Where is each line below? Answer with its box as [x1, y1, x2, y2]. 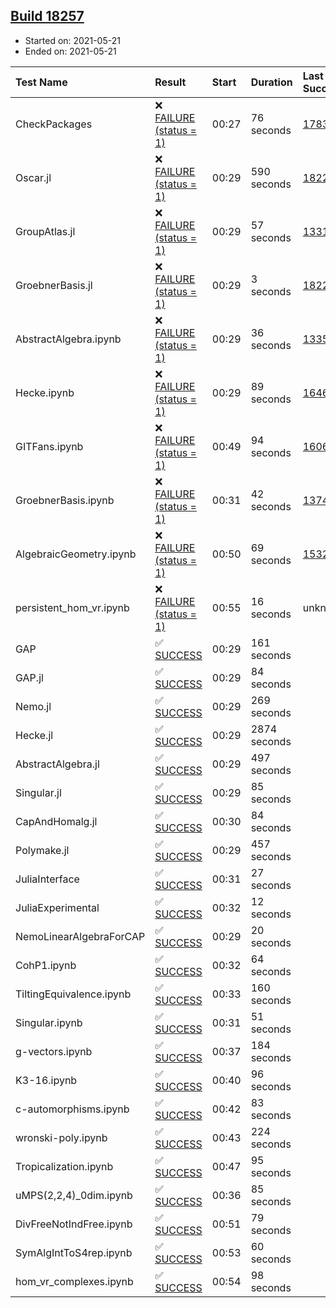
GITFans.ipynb [15, 439, 84, 453]
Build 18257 [10, 8, 85, 25]
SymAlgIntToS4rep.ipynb [15, 1245, 133, 1259]
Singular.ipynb [15, 1015, 83, 1029]
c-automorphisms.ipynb [15, 1102, 130, 1116]
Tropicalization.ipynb [15, 1159, 114, 1173]
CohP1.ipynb [15, 958, 77, 972]
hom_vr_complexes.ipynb [15, 1274, 134, 1288]
